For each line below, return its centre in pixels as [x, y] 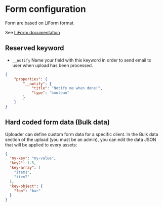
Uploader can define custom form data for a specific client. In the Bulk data [82, 134]
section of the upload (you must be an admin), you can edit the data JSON [81, 139]
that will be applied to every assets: [41, 144]
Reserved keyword [35, 48]
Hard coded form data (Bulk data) [58, 122]
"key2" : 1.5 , [23, 163]
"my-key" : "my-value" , [33, 158]
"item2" [22, 177]
